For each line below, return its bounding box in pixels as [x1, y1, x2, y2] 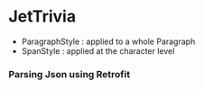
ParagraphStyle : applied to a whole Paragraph [21, 36, 196, 47]
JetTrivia [8, 6, 77, 27]
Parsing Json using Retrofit [8, 67, 131, 80]
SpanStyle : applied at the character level [21, 45, 175, 56]
